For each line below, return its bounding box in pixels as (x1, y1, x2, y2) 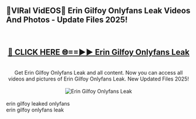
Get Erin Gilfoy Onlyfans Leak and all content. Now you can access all (14, 69, 183, 76)
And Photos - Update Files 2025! (6, 15, 128, 25)
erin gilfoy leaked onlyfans (6, 100, 70, 107)
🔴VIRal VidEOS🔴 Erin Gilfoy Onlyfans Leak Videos (6, 6, 191, 16)
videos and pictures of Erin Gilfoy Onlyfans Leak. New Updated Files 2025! (8, 75, 190, 82)
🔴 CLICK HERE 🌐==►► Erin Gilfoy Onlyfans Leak (8, 47, 190, 57)
